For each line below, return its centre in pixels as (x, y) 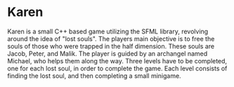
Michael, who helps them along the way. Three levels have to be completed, (117, 61)
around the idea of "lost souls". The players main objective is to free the (111, 38)
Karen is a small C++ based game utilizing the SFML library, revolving (108, 31)
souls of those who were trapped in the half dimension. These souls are (111, 46)
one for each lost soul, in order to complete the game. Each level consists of (117, 68)
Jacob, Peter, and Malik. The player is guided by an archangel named (108, 54)
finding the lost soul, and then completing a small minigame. (94, 76)
